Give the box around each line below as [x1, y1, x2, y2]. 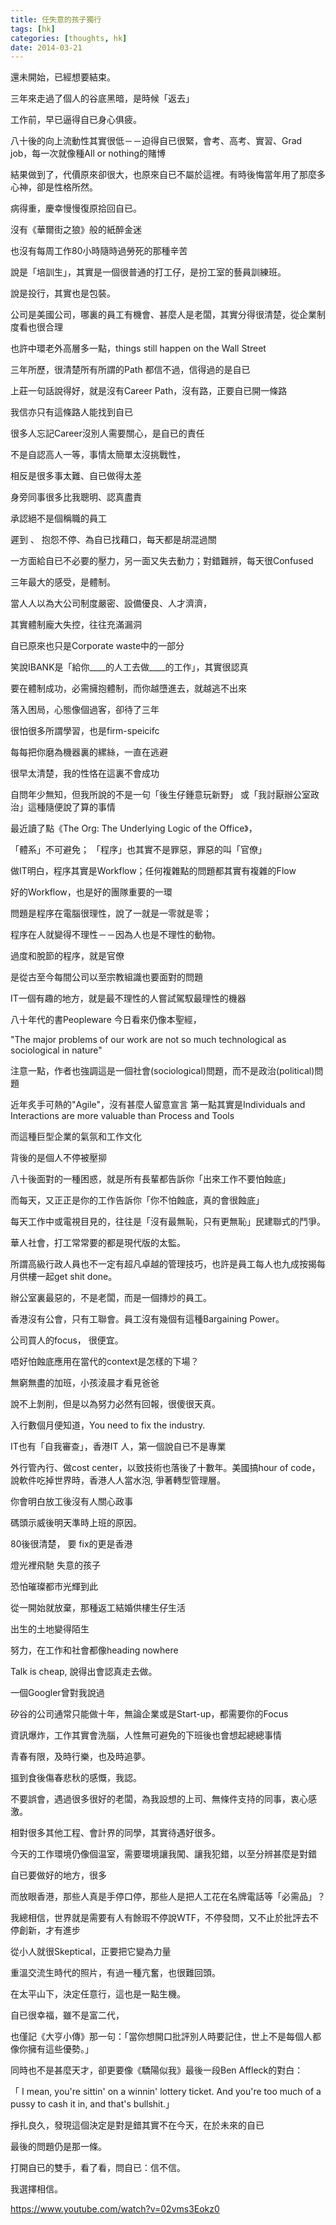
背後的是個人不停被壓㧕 [10, 1152, 107, 1164]
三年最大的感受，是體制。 [10, 576, 116, 588]
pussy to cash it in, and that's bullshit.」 [10, 2098, 175, 2110]
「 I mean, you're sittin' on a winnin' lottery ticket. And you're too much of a [10, 2086, 322, 2098]
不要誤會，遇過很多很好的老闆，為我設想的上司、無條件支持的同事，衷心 [10, 1793, 308, 1805]
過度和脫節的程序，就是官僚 [10, 950, 125, 962]
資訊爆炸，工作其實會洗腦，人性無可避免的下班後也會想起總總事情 [10, 1729, 282, 1741]
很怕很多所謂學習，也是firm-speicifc [10, 725, 160, 737]
